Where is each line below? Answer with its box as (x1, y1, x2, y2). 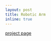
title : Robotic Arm (5, 12, 46, 17)
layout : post (5, 7, 32, 12)
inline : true (5, 16, 32, 21)
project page (5, 30, 31, 36)
